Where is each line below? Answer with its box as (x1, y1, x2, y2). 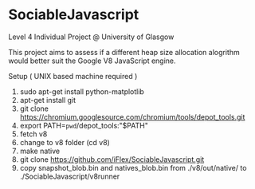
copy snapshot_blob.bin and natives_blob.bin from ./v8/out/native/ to (19, 163, 247, 172)
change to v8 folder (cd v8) (19, 137, 110, 147)
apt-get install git (19, 95, 76, 104)
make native (19, 146, 61, 156)
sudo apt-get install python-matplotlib (19, 86, 145, 96)
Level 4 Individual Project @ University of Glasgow (8, 32, 175, 41)
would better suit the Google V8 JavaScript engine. (8, 56, 177, 65)
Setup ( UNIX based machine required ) (8, 71, 138, 81)
